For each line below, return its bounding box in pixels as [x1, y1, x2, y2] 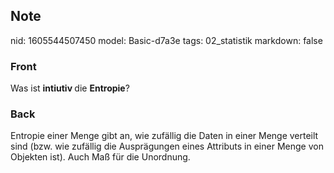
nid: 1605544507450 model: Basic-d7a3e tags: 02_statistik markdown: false [10, 34, 323, 46]
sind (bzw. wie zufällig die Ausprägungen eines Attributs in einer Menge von [10, 140, 324, 153]
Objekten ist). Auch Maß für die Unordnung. [10, 151, 191, 163]
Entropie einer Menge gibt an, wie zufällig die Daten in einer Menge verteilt [10, 130, 319, 142]
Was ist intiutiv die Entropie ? [10, 82, 130, 94]
